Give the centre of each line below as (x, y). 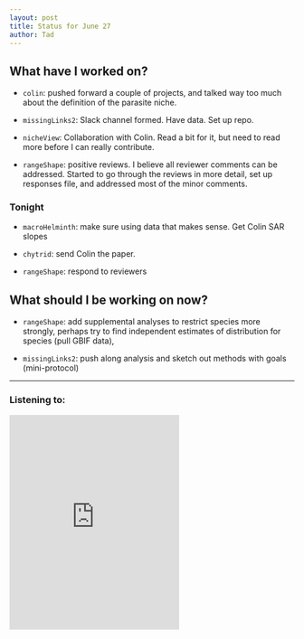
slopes (35, 237)
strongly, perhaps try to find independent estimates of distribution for (152, 332)
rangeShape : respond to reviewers (85, 271)
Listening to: (38, 400)
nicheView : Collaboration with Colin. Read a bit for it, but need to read (151, 137)
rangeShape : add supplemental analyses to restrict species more (141, 322)
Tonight (27, 207)
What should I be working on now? (109, 300)
